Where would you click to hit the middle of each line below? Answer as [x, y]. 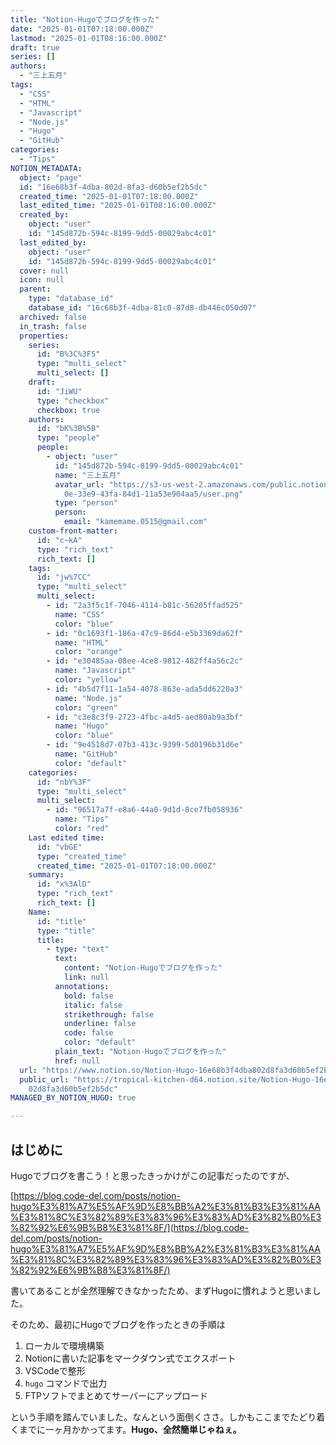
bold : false [88, 996]
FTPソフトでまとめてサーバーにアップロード [116, 1395]
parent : [35, 289]
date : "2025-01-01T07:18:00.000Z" [82, 29]
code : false [88, 1033]
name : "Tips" [82, 819]
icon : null [42, 280]
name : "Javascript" [95, 671]
